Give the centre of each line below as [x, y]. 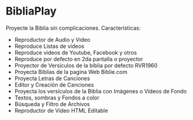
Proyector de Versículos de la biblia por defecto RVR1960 [86, 65]
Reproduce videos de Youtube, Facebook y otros [76, 52]
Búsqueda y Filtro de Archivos [52, 104]
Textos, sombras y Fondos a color [57, 98]
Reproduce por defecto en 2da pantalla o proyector [79, 59]
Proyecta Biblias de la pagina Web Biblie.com [71, 72]
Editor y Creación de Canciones [54, 85]
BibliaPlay [31, 11]
